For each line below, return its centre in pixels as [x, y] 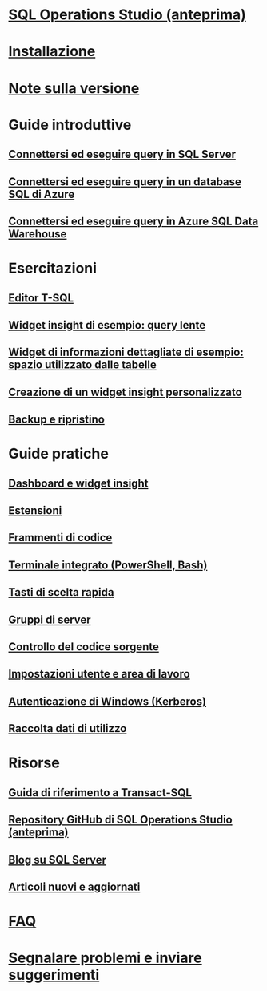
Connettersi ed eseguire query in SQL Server [122, 154]
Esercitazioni [53, 268]
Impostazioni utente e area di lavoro [99, 674]
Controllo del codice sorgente [84, 647]
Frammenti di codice [60, 538]
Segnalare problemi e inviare [105, 958]
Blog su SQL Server [57, 860]
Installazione [52, 52]
